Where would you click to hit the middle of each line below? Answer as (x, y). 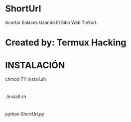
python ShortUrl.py (25, 114)
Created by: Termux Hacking (66, 43)
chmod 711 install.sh (26, 79)
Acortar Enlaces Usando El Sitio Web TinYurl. (51, 22)
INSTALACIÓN (35, 65)
